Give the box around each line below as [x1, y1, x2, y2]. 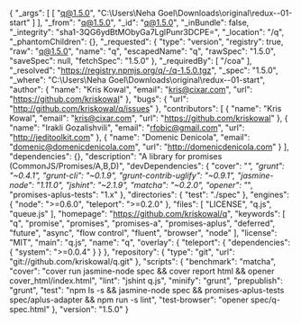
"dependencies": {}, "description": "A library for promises [9, 151, 223, 161]
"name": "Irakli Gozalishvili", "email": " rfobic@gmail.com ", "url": [9, 122, 245, 133]
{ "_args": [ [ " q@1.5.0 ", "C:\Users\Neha [9, 8, 156, 18]
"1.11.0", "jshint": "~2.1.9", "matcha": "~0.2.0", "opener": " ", [35, 180, 253, 190]
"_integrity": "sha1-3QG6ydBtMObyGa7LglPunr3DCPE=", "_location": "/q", [9, 27, 285, 37]
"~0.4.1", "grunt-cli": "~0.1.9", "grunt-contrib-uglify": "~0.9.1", [9, 170, 236, 181]
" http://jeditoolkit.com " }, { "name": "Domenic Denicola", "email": [9, 132, 251, 142]
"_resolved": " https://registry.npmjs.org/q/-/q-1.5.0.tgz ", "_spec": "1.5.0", [9, 65, 278, 76]
